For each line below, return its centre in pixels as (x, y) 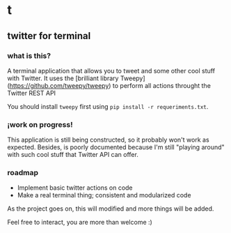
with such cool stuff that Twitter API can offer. (73, 155)
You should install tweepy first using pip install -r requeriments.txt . (108, 106)
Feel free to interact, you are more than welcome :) (80, 223)
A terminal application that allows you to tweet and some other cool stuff (111, 70)
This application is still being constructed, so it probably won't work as (109, 140)
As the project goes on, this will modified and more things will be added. (111, 209)
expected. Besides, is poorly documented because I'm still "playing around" (116, 147)
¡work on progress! (40, 124)
